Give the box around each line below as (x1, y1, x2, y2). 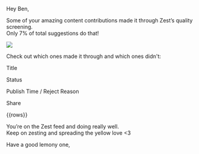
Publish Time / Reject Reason (6, 88, 80, 95)
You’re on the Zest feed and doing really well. (6, 123, 119, 130)
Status (6, 76, 22, 83)
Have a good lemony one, (6, 141, 71, 148)
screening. (6, 24, 33, 30)
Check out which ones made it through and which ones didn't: (6, 53, 161, 60)
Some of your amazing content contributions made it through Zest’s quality (6, 17, 193, 24)
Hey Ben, (6, 5, 29, 12)
